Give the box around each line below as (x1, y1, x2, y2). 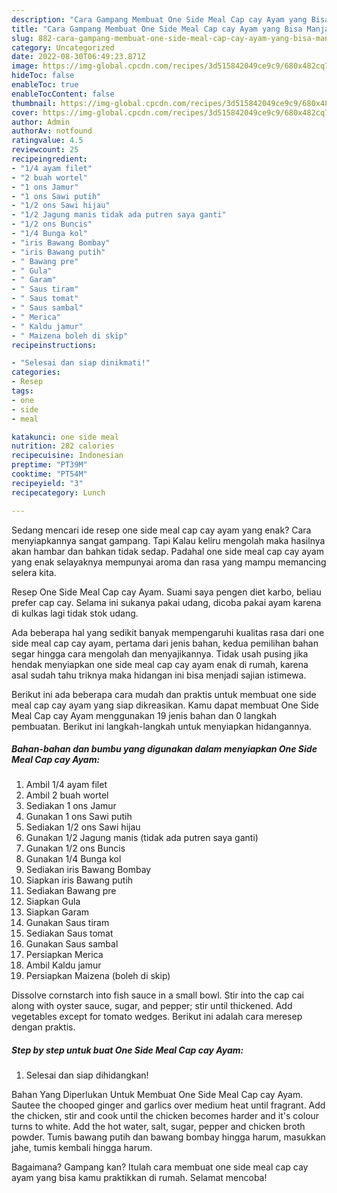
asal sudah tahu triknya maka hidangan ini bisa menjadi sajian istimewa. (11, 669, 307, 681)
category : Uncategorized (11, 42, 115, 53)
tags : (11, 386, 34, 396)
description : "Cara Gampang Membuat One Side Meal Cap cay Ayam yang (11, 14, 308, 25)
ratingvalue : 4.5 (11, 136, 84, 146)
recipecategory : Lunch (11, 487, 106, 498)
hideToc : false (11, 71, 75, 81)
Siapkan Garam (25, 906, 90, 918)
